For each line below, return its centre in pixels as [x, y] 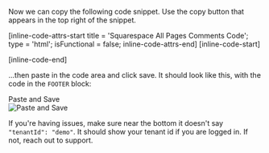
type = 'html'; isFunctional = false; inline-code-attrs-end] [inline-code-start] [134, 44]
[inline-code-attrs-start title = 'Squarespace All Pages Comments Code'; [128, 36]
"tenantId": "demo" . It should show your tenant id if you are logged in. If [128, 132]
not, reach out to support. [51, 140]
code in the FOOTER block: [50, 84]
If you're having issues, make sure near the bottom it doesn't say [116, 123]
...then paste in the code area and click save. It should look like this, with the [135, 75]
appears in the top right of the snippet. [72, 20]
